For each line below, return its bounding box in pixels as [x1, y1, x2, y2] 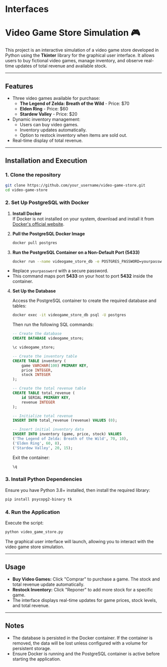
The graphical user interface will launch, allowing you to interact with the [5, 538, 154, 544]
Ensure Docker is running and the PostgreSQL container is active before [12, 651, 160, 657]
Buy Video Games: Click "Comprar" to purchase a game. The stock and [12, 576, 160, 582]
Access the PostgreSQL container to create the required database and [12, 297, 157, 304]
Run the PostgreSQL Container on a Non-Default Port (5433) [12, 249, 140, 255]
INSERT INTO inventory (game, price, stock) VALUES [12, 432, 122, 437]
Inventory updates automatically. [19, 127, 87, 133]
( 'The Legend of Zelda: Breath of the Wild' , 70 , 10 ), [12, 436, 129, 441]
